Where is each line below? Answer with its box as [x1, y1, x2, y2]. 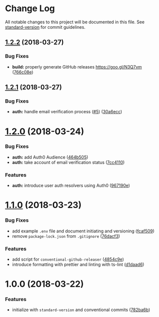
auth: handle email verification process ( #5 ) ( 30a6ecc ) [12, 109, 123, 115]
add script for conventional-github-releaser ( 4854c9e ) [12, 256, 124, 262]
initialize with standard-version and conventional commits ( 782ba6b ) [12, 307, 151, 313]
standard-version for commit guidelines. [5, 24, 86, 30]
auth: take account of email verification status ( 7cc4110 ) [12, 159, 125, 165]
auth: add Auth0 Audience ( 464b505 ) [12, 154, 88, 160]
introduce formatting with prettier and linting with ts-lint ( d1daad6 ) [12, 261, 144, 267]
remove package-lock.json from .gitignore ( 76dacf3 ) [12, 233, 120, 239]
